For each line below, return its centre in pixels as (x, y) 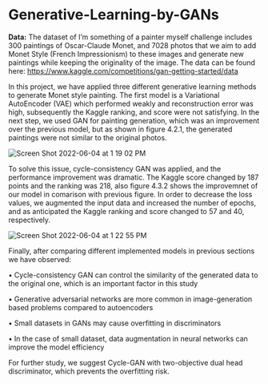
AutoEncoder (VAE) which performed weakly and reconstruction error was (131, 103)
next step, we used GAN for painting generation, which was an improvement (134, 120)
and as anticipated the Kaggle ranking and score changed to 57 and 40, (126, 211)
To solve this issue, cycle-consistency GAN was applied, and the (115, 168)
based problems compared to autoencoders (81, 307)
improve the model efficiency (56, 347)
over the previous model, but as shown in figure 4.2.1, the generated (120, 129)
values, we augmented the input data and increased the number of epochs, (132, 203)
